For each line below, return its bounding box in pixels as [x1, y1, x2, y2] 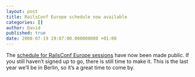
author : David [6, 24, 41, 31]
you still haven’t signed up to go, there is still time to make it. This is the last [6, 58, 189, 65]
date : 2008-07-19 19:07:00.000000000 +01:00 [6, 36, 117, 41]
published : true [6, 30, 46, 36]
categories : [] [6, 19, 43, 25]
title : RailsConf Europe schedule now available [6, 14, 127, 20]
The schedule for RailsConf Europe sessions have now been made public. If [6, 52, 189, 58]
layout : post [6, 8, 38, 15]
